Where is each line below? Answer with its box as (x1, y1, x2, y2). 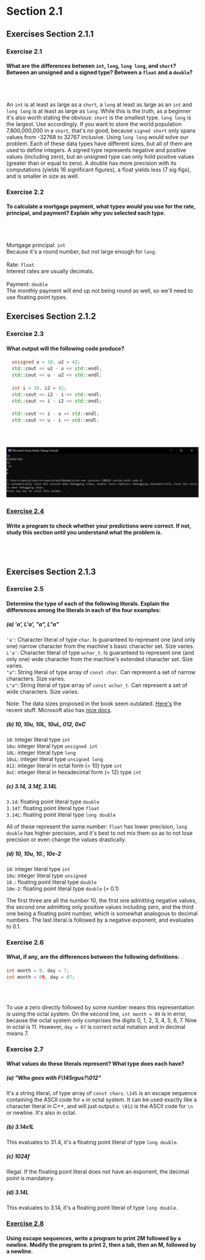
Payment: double (6, 280, 48, 287)
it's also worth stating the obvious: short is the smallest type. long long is (6, 113, 192, 121)
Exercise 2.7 (6, 1045, 44, 1053)
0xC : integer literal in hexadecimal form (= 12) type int (6, 768, 142, 776)
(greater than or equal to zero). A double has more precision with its (6, 159, 177, 167)
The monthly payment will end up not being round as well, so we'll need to (6, 287, 193, 294)
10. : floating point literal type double (6, 878, 97, 886)
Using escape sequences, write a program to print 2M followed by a (6, 1234, 181, 1242)
